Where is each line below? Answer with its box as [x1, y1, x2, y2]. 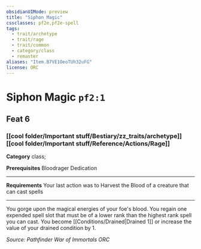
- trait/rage [11, 37, 44, 42]
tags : [6, 25, 20, 32]
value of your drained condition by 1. [6, 224, 96, 232]
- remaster [11, 53, 39, 59]
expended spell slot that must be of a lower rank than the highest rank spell [6, 212, 192, 219]
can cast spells [6, 188, 44, 195]
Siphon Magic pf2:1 [6, 90, 106, 104]
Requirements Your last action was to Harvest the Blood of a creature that [6, 182, 190, 189]
